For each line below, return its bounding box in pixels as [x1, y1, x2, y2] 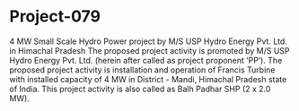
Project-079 [9, 6, 101, 27]
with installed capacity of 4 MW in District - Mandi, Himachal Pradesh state [9, 73, 287, 84]
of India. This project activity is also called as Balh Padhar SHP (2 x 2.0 [9, 83, 271, 94]
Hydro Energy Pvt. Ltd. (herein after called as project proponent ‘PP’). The [9, 55, 283, 65]
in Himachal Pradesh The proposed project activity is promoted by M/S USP [9, 45, 290, 55]
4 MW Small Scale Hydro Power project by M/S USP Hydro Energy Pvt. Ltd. [9, 36, 287, 47]
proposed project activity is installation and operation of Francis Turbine [9, 64, 276, 75]
